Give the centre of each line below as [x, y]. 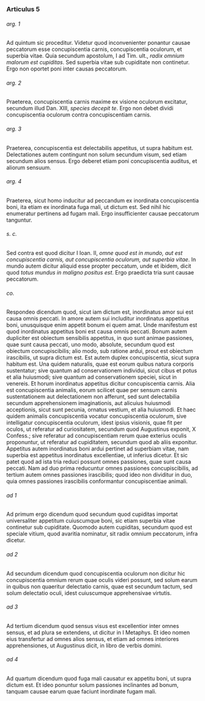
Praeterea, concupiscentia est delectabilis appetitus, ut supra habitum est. [100, 148]
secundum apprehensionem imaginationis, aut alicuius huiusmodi [89, 403]
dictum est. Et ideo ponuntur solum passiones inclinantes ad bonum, [92, 684]
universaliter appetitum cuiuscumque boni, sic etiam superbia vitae [91, 521]
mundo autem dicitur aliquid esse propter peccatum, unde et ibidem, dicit [99, 266]
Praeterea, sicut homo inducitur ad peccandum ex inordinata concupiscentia [102, 200]
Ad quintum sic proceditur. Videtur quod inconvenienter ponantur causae [99, 43]
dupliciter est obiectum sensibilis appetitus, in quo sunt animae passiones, [100, 338]
